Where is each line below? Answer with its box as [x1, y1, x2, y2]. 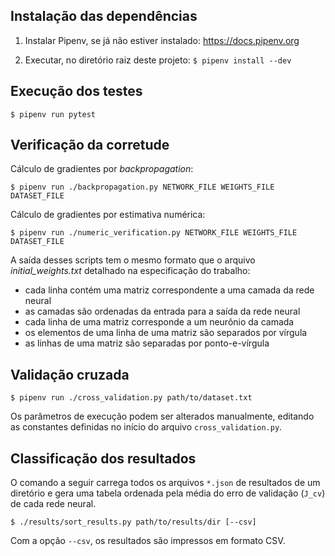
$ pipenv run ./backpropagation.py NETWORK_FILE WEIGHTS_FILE [10, 182, 275, 193]
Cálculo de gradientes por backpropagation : [10, 163, 194, 175]
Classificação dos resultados [10, 450, 197, 467]
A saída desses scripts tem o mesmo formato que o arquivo [10, 254, 256, 266]
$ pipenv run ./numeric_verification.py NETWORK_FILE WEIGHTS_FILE [10, 228, 298, 238]
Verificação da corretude [10, 137, 170, 154]
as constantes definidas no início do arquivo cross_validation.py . [10, 421, 283, 433]
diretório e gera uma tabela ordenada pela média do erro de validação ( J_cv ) [10, 487, 326, 499]
